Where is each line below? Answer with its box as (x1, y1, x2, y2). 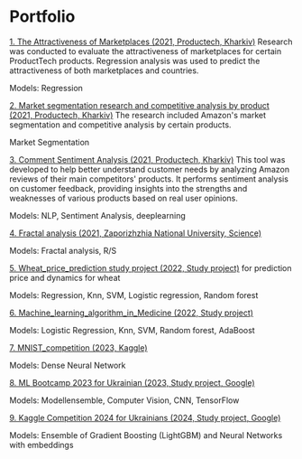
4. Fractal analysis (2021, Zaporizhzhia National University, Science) (9, 228, 262, 239)
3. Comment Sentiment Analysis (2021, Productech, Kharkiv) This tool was (9, 154, 286, 164)
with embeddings (9, 439, 74, 450)
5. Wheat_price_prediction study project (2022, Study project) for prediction (9, 262, 292, 273)
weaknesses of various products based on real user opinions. (9, 192, 239, 203)
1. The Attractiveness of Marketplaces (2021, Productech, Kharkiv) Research (9, 36, 293, 47)
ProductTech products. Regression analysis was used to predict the (9, 55, 261, 66)
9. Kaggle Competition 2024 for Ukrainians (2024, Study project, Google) (9, 412, 281, 423)
